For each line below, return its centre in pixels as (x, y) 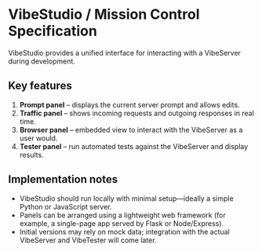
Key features (40, 86)
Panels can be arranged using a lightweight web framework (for (122, 215)
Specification (53, 31)
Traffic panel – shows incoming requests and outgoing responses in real (137, 113)
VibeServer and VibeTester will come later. (88, 240)
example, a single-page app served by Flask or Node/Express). (122, 223)
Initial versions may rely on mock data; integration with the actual (124, 231)
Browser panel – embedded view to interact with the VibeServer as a (131, 129)
